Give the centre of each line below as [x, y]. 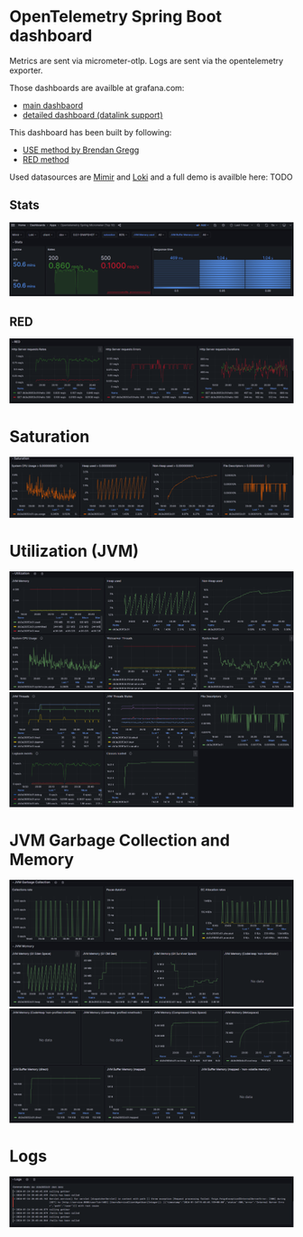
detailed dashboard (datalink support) [93, 115]
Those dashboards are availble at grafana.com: [97, 88]
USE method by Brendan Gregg [81, 150]
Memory [42, 859]
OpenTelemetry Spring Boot [116, 17]
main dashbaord [53, 105]
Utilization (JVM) [74, 551]
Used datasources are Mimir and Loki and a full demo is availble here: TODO [151, 177]
